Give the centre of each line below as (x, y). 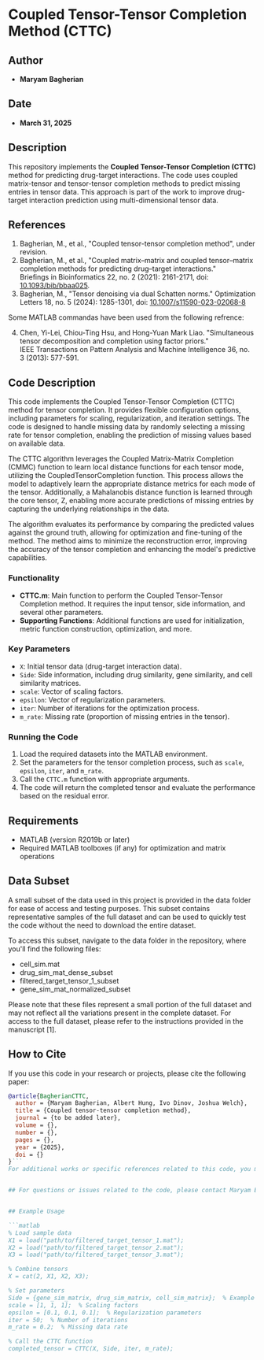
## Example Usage (37, 1212)
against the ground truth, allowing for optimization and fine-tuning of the (125, 532)
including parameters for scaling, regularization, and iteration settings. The (129, 418)
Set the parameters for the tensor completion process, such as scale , (132, 762)
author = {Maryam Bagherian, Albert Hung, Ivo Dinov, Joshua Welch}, (131, 1103)
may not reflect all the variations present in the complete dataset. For (120, 1013)
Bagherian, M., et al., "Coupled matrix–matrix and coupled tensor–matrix (136, 261)
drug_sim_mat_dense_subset (66, 972)
